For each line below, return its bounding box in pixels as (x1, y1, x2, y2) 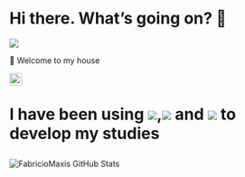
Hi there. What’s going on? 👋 (9, 8, 227, 29)
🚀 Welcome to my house (9, 54, 100, 66)
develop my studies (9, 124, 160, 144)
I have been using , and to (9, 104, 237, 125)
